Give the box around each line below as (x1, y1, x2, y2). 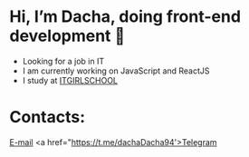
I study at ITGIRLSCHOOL (22, 74, 119, 85)
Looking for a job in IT (22, 55, 105, 66)
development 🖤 (9, 25, 126, 46)
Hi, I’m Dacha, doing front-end (9, 6, 242, 27)
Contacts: (9, 107, 86, 128)
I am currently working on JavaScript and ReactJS (22, 65, 210, 76)
